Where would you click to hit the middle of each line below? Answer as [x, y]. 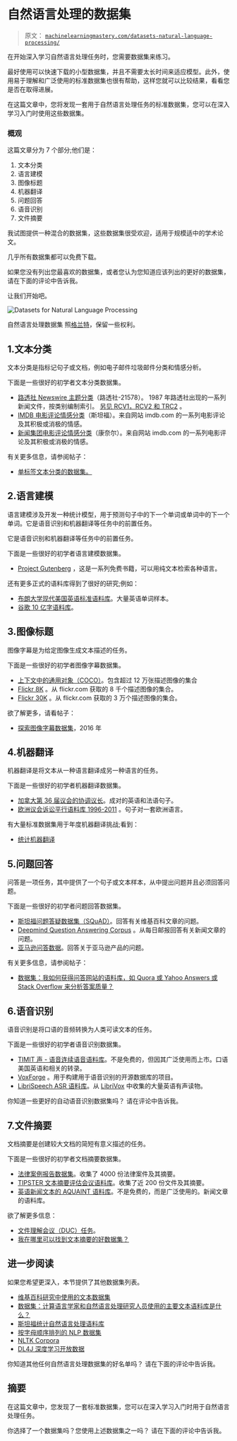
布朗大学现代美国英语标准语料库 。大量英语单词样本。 [95, 598]
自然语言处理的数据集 [69, 14]
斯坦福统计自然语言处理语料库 [61, 1324]
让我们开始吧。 [29, 296]
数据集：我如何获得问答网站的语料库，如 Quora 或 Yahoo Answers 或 [117, 978]
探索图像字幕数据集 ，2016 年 [60, 728]
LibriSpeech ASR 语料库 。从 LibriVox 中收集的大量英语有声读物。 [112, 1086]
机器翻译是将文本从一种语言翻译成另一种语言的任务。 [85, 771]
